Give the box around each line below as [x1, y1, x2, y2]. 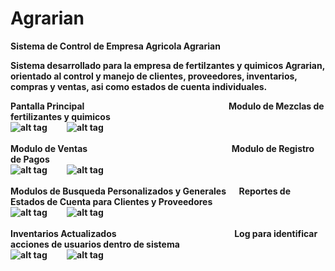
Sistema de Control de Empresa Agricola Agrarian [10, 40, 221, 52]
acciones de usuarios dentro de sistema [10, 238, 180, 250]
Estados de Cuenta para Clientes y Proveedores [10, 195, 213, 207]
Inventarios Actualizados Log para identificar [10, 227, 318, 239]
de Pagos [10, 153, 50, 165]
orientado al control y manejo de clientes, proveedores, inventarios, [10, 70, 298, 82]
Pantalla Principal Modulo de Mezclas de [10, 100, 325, 112]
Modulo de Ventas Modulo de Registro [10, 142, 315, 154]
